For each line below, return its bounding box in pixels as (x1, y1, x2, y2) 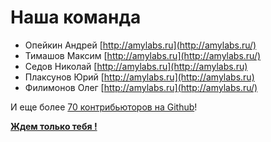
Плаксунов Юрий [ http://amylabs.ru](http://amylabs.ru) (24, 71, 255, 83)
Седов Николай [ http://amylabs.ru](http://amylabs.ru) (24, 60, 248, 72)
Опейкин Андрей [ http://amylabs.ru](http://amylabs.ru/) (24, 39, 257, 51)
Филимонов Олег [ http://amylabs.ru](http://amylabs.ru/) (24, 81, 258, 93)
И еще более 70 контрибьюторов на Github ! (10, 101, 198, 113)
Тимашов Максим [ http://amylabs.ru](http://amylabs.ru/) (24, 49, 262, 61)
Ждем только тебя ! (10, 120, 98, 132)
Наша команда (10, 6, 142, 29)
